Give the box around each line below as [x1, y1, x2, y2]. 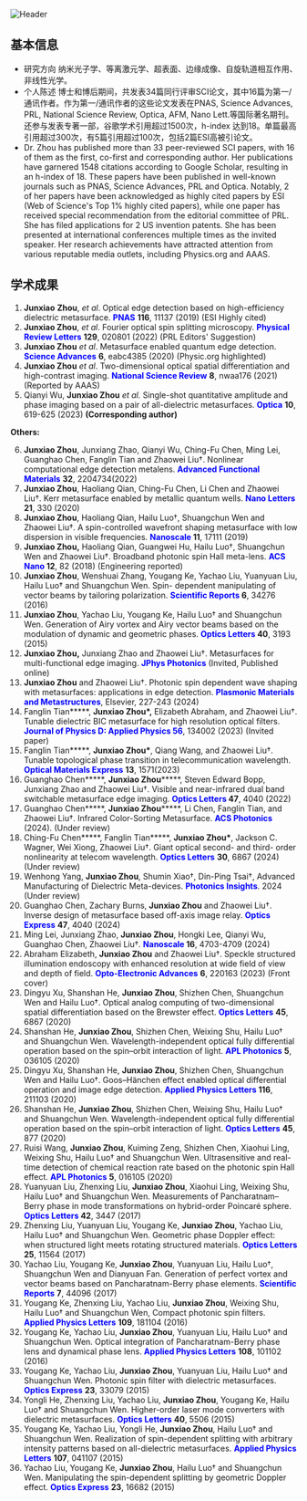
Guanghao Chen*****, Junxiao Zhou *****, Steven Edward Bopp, [23, 774, 266, 785]
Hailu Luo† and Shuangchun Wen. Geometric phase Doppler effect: [23, 1229, 276, 1240]
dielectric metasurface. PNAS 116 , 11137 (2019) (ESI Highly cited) [23, 311, 267, 323]
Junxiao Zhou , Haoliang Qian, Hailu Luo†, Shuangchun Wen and [23, 512, 265, 523]
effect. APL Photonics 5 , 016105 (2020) [23, 1171, 173, 1182]
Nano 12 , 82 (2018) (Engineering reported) [23, 560, 183, 571]
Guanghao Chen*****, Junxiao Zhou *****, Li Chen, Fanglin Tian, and [23, 803, 282, 814]
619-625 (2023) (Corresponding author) [23, 409, 178, 420]
